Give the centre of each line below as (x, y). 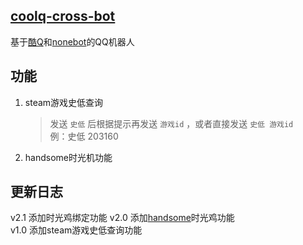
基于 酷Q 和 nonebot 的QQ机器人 (72, 41)
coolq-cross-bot (63, 16)
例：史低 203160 (84, 136)
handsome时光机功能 (68, 157)
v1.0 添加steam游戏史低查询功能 (76, 230)
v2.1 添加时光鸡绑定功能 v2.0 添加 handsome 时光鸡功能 (122, 218)
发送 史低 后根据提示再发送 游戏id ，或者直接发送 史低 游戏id (171, 123)
